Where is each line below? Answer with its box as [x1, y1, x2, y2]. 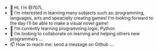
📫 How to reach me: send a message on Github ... [9, 42, 114, 47]
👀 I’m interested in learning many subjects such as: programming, [9, 10, 145, 16]
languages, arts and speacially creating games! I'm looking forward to [9, 15, 154, 21]
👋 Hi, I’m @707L [9, 5, 43, 10]
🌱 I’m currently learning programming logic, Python [9, 26, 115, 31]
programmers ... [9, 36, 43, 42]
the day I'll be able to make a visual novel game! [9, 20, 109, 26]
